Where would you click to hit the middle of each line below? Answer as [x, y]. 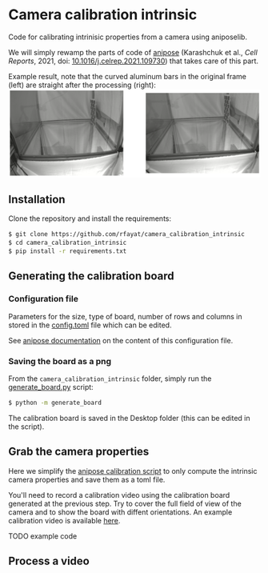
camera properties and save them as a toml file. [87, 479]
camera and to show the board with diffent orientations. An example [120, 512]
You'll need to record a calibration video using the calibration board [119, 495]
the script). [26, 427]
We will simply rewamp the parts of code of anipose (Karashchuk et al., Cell [133, 52]
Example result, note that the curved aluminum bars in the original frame [127, 76]
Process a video [49, 561]
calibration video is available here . [64, 520]
